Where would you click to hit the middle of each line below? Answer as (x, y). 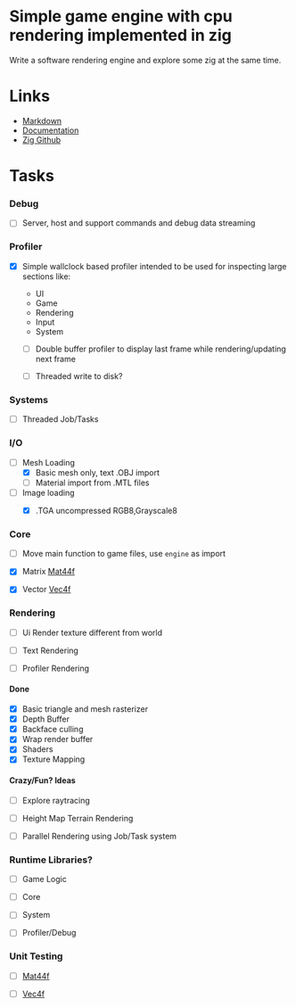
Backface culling (53, 730)
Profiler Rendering (56, 668)
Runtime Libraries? (51, 860)
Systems (29, 400)
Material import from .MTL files (92, 483)
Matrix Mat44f (49, 572)
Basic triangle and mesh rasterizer (85, 709)
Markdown (42, 120)
